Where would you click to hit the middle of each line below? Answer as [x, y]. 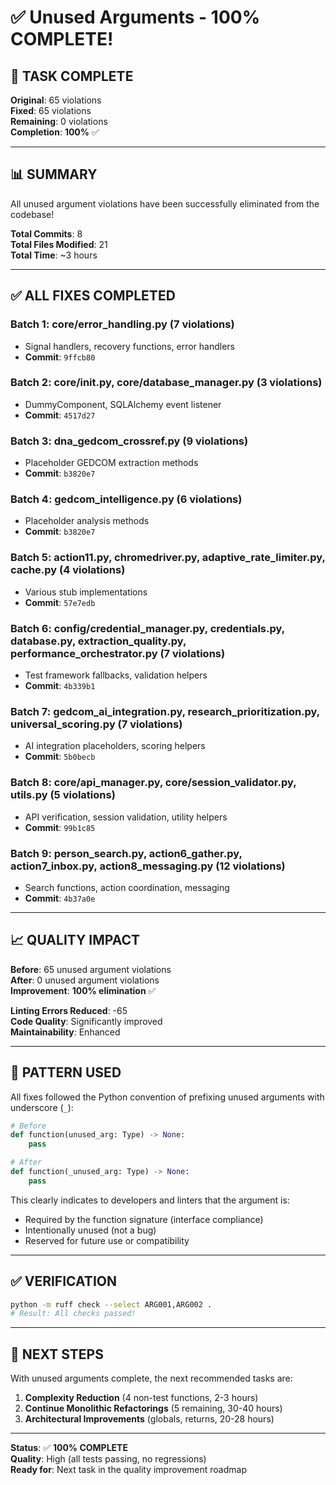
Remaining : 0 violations [59, 121]
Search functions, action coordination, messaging [127, 887]
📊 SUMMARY [54, 174]
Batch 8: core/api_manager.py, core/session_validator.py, [153, 783]
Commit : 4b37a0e [60, 898]
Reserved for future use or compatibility [107, 1240]
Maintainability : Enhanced [65, 1032]
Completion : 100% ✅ [55, 132]
